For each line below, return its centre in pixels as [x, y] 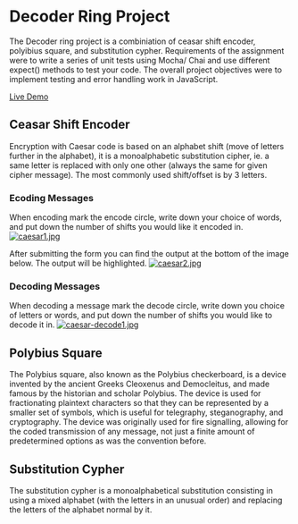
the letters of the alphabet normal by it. [81, 509]
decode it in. [32, 325]
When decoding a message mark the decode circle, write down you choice [147, 306]
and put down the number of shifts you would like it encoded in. [126, 227]
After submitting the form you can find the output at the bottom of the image [149, 254]
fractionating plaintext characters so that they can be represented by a [139, 403]
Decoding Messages [55, 286]
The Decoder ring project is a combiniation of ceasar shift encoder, [132, 41]
